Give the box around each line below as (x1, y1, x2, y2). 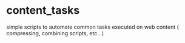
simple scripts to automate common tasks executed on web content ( (6, 23, 179, 30)
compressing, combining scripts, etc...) (6, 29, 104, 36)
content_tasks (6, 4, 80, 17)
